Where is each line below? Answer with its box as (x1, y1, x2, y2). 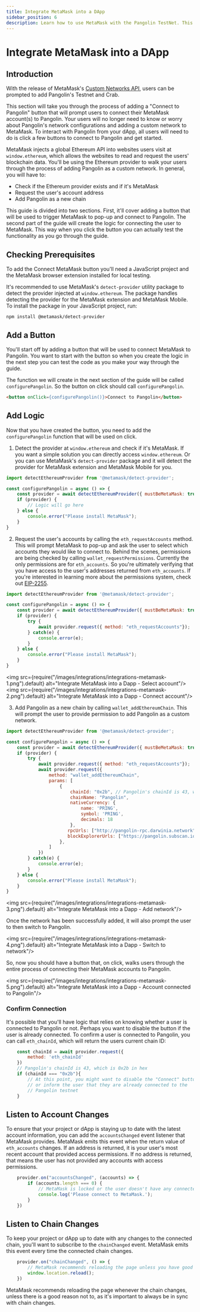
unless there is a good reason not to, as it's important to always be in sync (6, 1292, 189, 1299)
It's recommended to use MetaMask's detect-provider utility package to (6, 284, 185, 291)
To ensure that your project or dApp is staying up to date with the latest (6, 1126, 181, 1133)
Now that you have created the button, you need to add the (6, 427, 151, 434)
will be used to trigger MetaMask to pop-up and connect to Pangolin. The (6, 213, 186, 220)
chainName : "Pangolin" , (70, 794, 129, 800)
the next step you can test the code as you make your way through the (6, 359, 180, 365)
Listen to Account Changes (6, 1109, 109, 1120)
